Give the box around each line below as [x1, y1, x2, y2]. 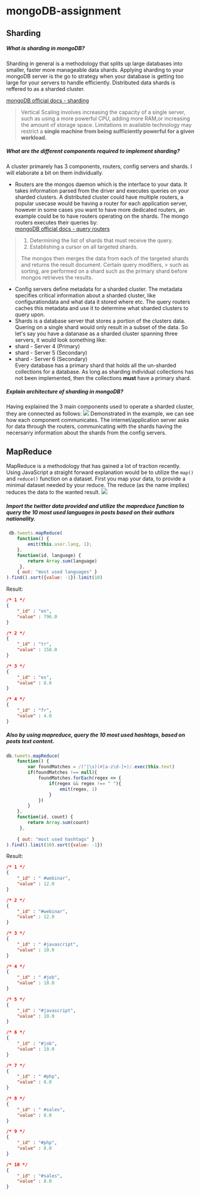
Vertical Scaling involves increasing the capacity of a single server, [20, 108, 186, 115]
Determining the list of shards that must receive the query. [29, 236, 173, 244]
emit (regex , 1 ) [59, 786, 97, 792]
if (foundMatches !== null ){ [27, 770, 97, 776]
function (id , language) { [17, 552, 82, 558]
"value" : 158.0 [17, 647, 58, 653]
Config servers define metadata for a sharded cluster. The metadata [14, 285, 183, 293]
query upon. [14, 311, 45, 318]
